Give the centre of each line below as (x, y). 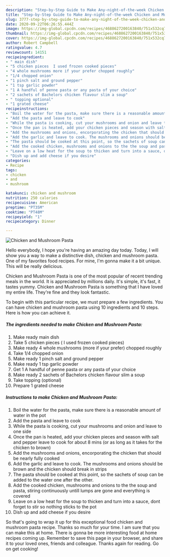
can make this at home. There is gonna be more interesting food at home (81, 533)
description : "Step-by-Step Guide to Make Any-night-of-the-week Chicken (85, 10)
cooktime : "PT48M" (25, 212)
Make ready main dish (36, 337)
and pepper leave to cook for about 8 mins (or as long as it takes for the (88, 442)
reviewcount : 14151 (26, 52)
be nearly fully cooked (36, 458)
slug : (11, 19)
